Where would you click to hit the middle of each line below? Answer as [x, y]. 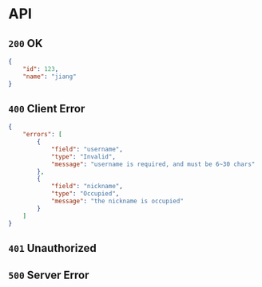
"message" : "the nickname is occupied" [117, 201]
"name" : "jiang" [50, 77]
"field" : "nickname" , [87, 187]
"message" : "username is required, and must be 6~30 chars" [153, 164]
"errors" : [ [42, 135]
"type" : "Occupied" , [85, 194]
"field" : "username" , [87, 149]
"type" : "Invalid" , [83, 156]
